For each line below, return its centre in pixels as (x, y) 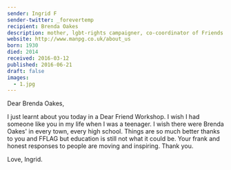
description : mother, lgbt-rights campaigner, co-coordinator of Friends (115, 33)
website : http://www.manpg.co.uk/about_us (69, 39)
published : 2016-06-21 (40, 65)
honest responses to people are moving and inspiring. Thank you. (100, 146)
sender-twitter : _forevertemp (51, 20)
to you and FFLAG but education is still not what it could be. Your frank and (114, 139)
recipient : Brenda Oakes (43, 26)
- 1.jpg (24, 84)
